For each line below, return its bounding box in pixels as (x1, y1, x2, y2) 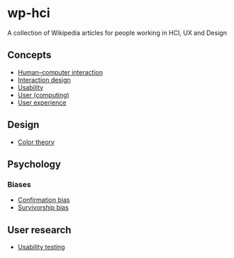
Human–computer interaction (17, 68, 104, 76)
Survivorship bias (17, 203, 69, 212)
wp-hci (7, 5, 51, 21)
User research (7, 224, 72, 236)
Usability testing (17, 243, 65, 252)
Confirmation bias (17, 195, 70, 204)
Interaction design (17, 75, 71, 84)
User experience (17, 98, 67, 107)
